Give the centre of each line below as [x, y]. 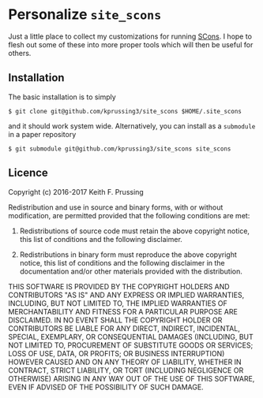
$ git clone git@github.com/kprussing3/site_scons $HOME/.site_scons [125, 111]
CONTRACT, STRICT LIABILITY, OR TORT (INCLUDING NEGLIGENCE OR [126, 370]
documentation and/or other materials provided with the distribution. [131, 271]
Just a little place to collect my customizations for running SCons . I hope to [130, 36]
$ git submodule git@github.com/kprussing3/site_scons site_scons [120, 149]
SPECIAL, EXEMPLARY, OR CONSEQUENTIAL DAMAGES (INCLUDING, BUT [131, 337]
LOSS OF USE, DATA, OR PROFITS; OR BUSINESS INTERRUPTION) [116, 353]
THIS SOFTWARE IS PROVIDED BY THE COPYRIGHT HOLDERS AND [119, 286]
